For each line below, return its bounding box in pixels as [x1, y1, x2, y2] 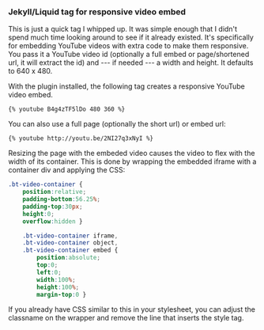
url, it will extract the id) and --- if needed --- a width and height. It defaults [8, 58, 254, 67]
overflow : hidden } [22, 217, 83, 226]
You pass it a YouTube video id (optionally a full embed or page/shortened [8, 50, 250, 59]
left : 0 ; [36, 268, 62, 276]
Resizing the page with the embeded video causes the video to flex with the [8, 149, 255, 158]
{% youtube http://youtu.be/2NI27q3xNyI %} [8, 135, 154, 142]
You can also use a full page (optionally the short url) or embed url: [8, 119, 226, 129]
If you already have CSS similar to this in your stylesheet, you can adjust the [8, 305, 255, 314]
